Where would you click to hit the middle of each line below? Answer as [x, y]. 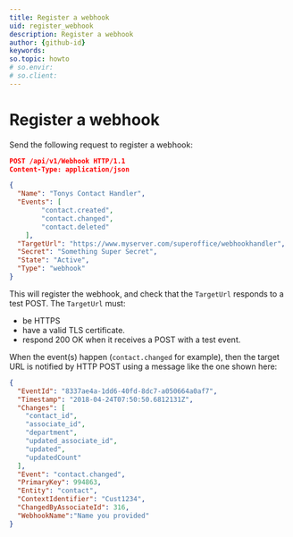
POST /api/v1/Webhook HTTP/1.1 [67, 161]
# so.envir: [31, 68]
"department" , [51, 433]
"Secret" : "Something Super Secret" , [88, 252]
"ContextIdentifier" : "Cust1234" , [81, 499]
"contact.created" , [78, 211]
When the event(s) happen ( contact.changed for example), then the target [144, 357]
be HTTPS [41, 320]
